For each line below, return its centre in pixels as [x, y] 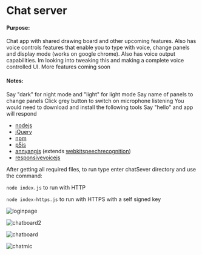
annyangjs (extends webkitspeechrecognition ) [73, 151]
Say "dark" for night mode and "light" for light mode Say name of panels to [100, 94]
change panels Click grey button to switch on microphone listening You [95, 101]
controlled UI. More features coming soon [59, 67]
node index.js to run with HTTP [46, 187]
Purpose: [18, 27]
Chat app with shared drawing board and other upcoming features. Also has [101, 41]
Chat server [37, 11]
